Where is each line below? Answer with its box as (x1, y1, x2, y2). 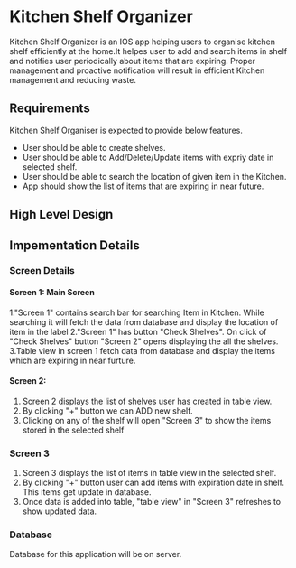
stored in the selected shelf (22, 424, 125, 435)
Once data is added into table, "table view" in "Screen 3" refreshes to (22, 497, 282, 507)
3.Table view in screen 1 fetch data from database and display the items (9, 345, 275, 356)
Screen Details (9, 265, 75, 277)
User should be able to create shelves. (22, 142, 166, 153)
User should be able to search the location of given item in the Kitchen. (22, 171, 287, 182)
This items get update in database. (22, 487, 152, 498)
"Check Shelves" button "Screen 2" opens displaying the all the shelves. (9, 336, 279, 347)
